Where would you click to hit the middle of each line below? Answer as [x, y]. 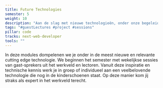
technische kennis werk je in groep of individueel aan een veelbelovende [78, 70]
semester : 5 [17, 14]
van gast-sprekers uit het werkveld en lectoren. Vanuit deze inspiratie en [78, 65]
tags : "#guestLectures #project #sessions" [50, 28]
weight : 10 [16, 18]
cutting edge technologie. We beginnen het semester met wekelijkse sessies [81, 60]
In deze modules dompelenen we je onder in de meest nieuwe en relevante [80, 55]
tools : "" [15, 41]
